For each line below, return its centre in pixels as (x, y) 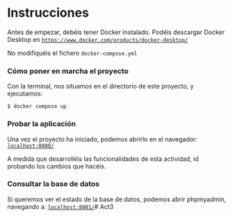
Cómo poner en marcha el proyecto (68, 71)
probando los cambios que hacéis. (57, 166)
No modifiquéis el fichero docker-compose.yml (72, 53)
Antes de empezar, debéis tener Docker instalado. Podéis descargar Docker (116, 32)
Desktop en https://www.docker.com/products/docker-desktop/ (98, 39)
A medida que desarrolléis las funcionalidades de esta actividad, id (103, 159)
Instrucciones (48, 13)
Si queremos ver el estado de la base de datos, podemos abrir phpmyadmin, (116, 199)
